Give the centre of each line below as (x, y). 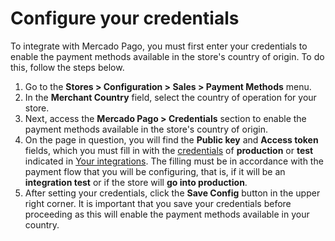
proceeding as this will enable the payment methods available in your (167, 214)
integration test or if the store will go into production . (136, 182)
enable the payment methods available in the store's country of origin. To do (167, 56)
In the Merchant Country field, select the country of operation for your (170, 97)
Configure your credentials (125, 18)
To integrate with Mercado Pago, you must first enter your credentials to (159, 46)
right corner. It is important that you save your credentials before (158, 203)
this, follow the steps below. (67, 67)
